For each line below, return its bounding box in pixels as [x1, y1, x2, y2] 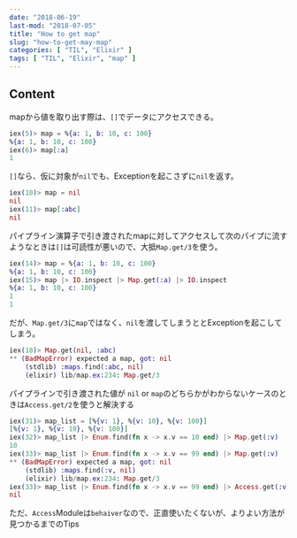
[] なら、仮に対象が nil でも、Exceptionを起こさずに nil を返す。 [9, 171, 239, 181]
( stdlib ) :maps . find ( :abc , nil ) [25, 362, 144, 372]
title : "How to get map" [9, 29, 101, 38]
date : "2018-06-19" [9, 12, 81, 22]
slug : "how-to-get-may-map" [9, 37, 113, 47]
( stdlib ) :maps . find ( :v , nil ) [25, 465, 137, 474]
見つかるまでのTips [9, 519, 80, 529]
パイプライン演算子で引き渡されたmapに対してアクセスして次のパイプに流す [9, 230, 288, 241]
